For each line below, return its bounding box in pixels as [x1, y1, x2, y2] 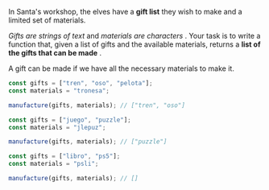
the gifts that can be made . [8, 48, 102, 57]
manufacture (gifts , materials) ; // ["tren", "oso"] [8, 101, 185, 109]
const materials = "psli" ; [8, 160, 99, 168]
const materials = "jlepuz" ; [8, 123, 106, 131]
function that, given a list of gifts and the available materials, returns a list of [8, 39, 261, 49]
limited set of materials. [8, 15, 86, 25]
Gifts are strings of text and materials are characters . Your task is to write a [8, 31, 261, 40]
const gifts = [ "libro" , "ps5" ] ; [8, 152, 121, 160]
